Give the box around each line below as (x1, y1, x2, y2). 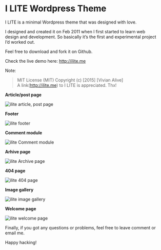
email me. (5, 230, 25, 236)
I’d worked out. (5, 39, 35, 45)
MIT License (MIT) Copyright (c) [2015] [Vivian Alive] (17, 77, 123, 83)
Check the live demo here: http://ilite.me (5, 58, 86, 64)
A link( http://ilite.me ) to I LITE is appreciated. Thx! (17, 82, 117, 88)
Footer (5, 111, 19, 117)
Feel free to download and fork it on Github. (5, 49, 93, 54)
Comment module (5, 129, 42, 135)
